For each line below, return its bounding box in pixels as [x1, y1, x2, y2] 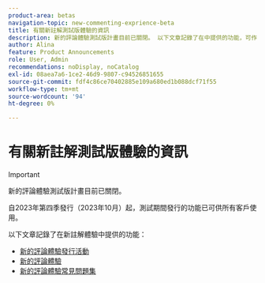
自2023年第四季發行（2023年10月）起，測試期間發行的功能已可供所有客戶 [8, 203, 250, 213]
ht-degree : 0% [8, 100, 55, 108]
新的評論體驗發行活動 [19, 247, 89, 256]
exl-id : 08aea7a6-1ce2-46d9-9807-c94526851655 [8, 70, 164, 78]
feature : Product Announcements [8, 48, 114, 56]
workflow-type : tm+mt [8, 85, 80, 93]
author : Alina [8, 41, 55, 49]
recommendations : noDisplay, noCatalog [8, 63, 140, 71]
